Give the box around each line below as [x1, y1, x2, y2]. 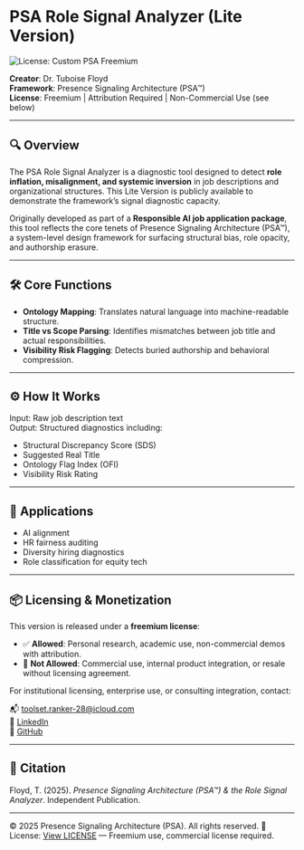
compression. [22, 354, 74, 365]
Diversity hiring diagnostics [22, 547, 125, 558]
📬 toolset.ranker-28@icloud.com [9, 703, 135, 714]
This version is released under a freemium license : [9, 621, 201, 631]
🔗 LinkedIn [9, 717, 49, 727]
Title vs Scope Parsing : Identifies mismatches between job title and [22, 325, 276, 336]
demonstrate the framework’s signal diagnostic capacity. [9, 195, 221, 205]
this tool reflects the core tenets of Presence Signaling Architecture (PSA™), [9, 222, 290, 233]
